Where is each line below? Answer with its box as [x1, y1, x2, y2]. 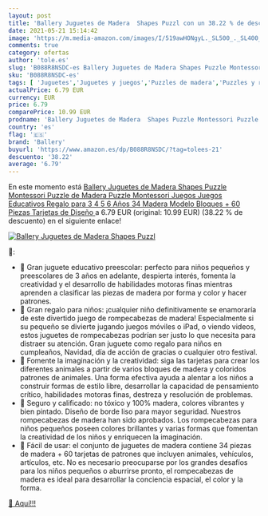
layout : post [8, 11, 52, 20]
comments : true [8, 42, 59, 50]
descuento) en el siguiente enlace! [8, 216, 122, 226]
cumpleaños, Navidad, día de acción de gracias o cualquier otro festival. [19, 347, 258, 357]
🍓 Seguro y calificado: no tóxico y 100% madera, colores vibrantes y [19, 399, 245, 408]
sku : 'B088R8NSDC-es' [8, 71, 81, 79]
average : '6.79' [8, 161, 62, 169]
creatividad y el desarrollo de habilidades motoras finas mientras [19, 280, 233, 289]
